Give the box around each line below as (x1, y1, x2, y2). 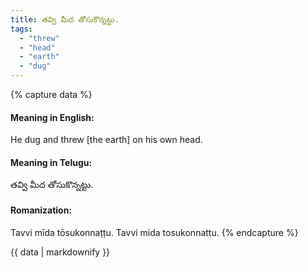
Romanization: (10, 204, 73, 216)
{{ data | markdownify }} (10, 246, 111, 258)
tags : (10, 24, 33, 34)
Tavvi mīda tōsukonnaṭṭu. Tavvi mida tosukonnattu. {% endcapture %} (10, 226, 299, 238)
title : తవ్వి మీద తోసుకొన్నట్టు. (10, 14, 120, 25)
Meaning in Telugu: (10, 156, 93, 168)
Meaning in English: (10, 111, 95, 123)
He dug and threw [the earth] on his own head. (10, 134, 203, 146)
